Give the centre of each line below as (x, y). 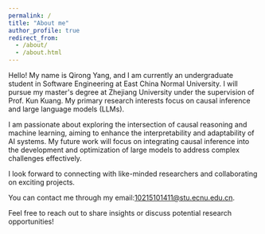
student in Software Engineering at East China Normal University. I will (123, 84)
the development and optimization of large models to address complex (124, 150)
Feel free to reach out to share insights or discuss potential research (120, 213)
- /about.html (39, 53)
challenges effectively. (45, 158)
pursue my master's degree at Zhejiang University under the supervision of (131, 92)
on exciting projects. (42, 182)
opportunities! (31, 221)
